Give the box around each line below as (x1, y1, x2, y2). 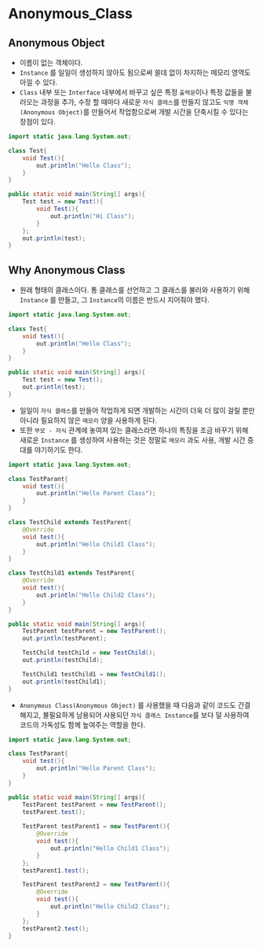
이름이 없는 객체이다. (19, 58, 83, 67)
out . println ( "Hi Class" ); (49, 212, 135, 220)
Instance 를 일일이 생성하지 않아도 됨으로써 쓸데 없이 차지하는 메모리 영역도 (19, 68, 251, 77)
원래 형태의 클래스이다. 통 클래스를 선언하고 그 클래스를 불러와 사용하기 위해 (19, 285, 250, 295)
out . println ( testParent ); (22, 634, 108, 642)
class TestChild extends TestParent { (8, 519, 132, 527)
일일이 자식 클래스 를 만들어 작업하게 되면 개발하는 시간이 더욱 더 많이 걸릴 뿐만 (19, 405, 255, 415)
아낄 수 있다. (19, 78, 58, 87)
